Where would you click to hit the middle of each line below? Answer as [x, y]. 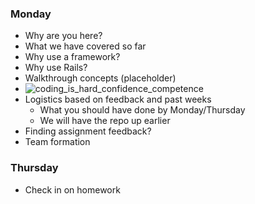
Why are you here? [63, 36]
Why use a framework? [72, 57]
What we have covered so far [85, 46]
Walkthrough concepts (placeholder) [100, 78]
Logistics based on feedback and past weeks [118, 99]
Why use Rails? [56, 68]
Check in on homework [72, 189]
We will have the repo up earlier [105, 121]
